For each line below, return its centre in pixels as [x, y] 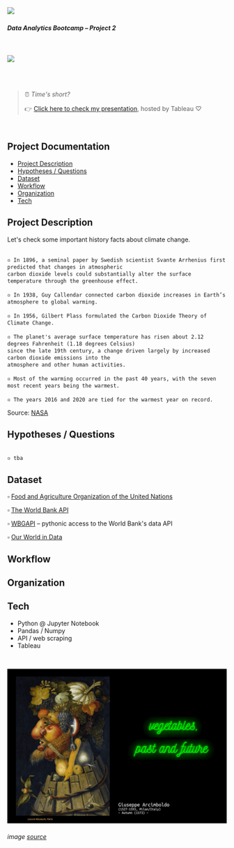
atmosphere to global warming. [53, 302]
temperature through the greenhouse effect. [73, 281]
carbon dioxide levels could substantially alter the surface [99, 274]
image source [27, 837]
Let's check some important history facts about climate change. [99, 239]
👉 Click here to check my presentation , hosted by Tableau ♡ [113, 108]
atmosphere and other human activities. [67, 365]
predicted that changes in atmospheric [65, 267]
